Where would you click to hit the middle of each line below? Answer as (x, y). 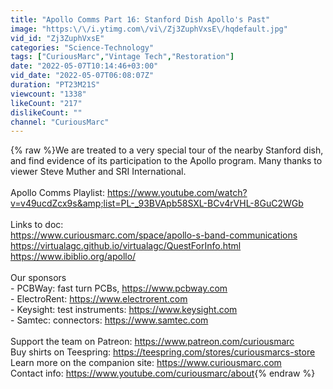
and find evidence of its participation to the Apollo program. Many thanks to (166, 161)
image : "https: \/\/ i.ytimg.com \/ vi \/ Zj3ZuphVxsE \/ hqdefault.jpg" (149, 29)
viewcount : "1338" (48, 94)
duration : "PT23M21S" (55, 85)
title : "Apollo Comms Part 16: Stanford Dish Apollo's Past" (140, 19)
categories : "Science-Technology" (82, 47)
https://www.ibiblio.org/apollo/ (73, 257)
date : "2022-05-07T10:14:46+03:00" (84, 66)
